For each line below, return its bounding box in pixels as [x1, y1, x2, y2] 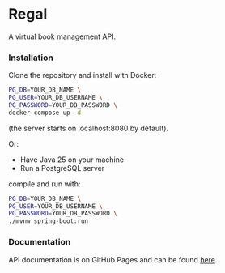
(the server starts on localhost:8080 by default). [8, 123, 168, 133]
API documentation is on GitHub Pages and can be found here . [8, 254, 218, 264]
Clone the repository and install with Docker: [8, 70, 157, 80]
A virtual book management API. [8, 32, 116, 41]
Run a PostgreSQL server [19, 163, 105, 173]
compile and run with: [8, 179, 81, 189]
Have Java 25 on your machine [19, 155, 124, 164]
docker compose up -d [8, 109, 82, 117]
